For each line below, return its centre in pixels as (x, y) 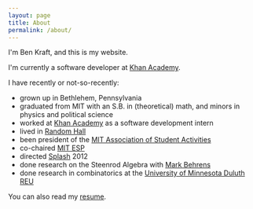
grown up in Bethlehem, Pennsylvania (81, 98)
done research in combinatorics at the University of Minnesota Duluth (132, 173)
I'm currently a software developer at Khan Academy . (94, 68)
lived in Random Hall (53, 131)
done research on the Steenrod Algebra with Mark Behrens (115, 165)
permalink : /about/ (40, 30)
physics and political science (66, 115)
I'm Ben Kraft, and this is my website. (68, 53)
